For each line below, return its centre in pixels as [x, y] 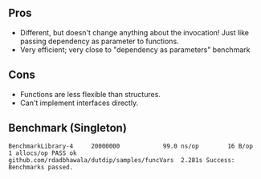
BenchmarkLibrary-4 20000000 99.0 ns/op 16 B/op [130, 146]
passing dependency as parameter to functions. [99, 41]
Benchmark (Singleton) [67, 128]
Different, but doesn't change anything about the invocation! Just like [135, 32]
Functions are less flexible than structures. [90, 94]
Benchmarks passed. [41, 168]
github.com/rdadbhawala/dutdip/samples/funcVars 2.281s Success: [122, 161]
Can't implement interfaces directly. [79, 103]
